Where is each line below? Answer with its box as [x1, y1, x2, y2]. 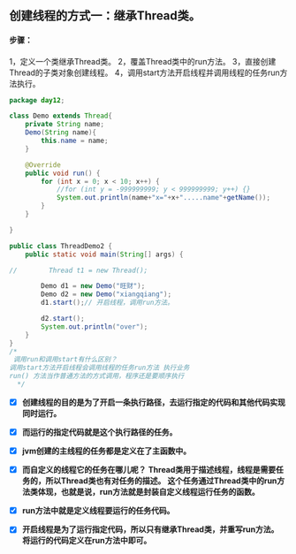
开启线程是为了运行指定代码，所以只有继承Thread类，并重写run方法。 [21, 524, 279, 535]
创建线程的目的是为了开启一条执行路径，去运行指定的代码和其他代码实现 [21, 397, 285, 407]
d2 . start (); [41, 315, 86, 323]
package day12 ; [9, 95, 65, 104]
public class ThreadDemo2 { [9, 241, 113, 250]
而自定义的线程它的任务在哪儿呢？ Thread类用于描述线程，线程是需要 [21, 465, 277, 475]
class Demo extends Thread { [9, 111, 113, 121]
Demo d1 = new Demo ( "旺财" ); [41, 282, 146, 291]
